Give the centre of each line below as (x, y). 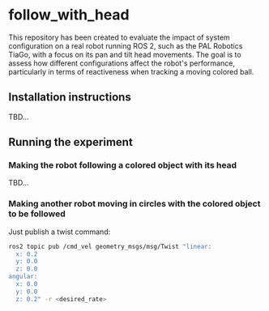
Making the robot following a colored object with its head (123, 165)
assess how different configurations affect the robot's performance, (122, 63)
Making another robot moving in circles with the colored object (134, 204)
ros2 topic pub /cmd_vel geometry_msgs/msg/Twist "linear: (110, 246)
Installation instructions (70, 98)
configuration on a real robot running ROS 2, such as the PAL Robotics (126, 45)
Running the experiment (71, 142)
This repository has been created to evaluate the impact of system (120, 37)
